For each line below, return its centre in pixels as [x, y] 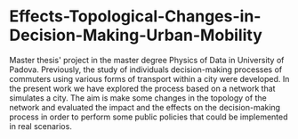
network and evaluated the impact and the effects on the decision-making [145, 107]
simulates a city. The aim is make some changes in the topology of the [138, 98]
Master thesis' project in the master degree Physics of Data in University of [147, 60]
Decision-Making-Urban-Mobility [136, 35]
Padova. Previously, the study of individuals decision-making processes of [146, 69]
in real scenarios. [41, 126]
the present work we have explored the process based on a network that [142, 88]
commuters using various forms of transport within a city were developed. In [149, 78]
